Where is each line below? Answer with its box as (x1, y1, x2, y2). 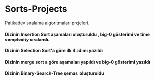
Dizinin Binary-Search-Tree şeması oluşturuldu (5, 70, 104, 76)
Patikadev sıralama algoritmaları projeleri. (5, 20, 90, 26)
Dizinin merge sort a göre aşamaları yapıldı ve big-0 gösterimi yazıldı (5, 59, 150, 65)
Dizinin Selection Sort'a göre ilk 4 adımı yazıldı (5, 48, 103, 54)
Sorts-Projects (5, 3, 67, 15)
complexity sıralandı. (5, 36, 50, 42)
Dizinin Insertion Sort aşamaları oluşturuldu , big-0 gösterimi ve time (5, 31, 150, 37)
